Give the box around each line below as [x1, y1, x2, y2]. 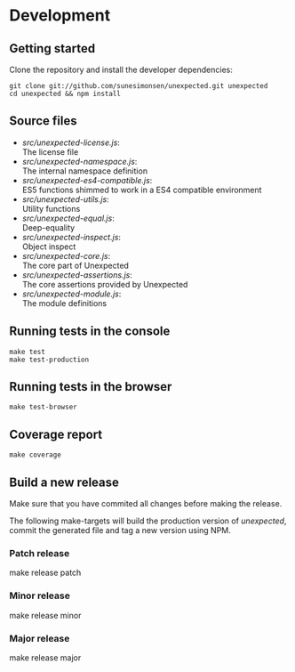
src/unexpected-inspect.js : [21, 231, 122, 242]
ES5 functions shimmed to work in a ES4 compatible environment [21, 184, 262, 195]
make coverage [9, 450, 62, 459]
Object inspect [21, 241, 76, 252]
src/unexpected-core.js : [21, 250, 111, 261]
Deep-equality [21, 222, 76, 232]
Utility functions [21, 203, 81, 214]
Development [9, 5, 111, 26]
